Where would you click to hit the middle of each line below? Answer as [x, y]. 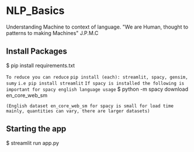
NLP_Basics [35, 11]
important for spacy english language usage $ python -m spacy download [97, 89]
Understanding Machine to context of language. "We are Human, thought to [97, 27]
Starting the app [36, 129]
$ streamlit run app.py [33, 143]
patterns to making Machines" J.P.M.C [52, 33]
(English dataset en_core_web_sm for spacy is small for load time [90, 106]
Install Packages [37, 52]
